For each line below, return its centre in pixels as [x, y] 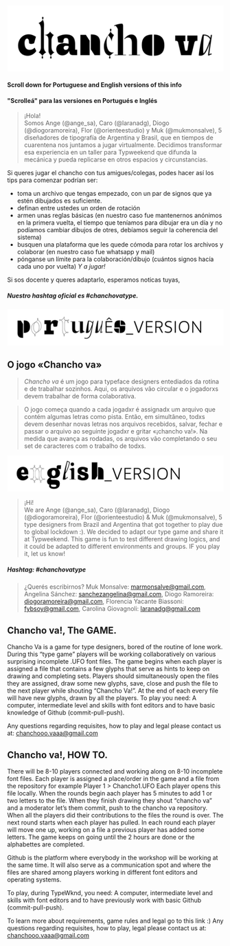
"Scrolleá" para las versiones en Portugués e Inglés [82, 100]
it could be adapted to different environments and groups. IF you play [122, 547]
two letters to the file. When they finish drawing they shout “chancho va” [110, 801]
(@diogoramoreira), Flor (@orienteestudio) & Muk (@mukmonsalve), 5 [123, 517]
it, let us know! [44, 554]
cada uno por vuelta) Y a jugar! [61, 267]
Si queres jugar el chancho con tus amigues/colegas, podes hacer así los [111, 173]
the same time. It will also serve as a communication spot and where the [109, 865]
